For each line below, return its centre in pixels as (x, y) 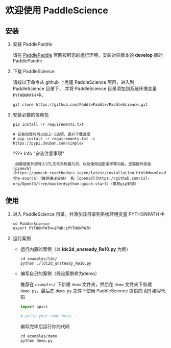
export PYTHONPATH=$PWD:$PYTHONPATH (52, 228)
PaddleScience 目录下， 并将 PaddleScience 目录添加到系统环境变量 (85, 88)
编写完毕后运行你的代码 (45, 326)
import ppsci (34, 307)
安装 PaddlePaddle (32, 44)
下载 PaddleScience (34, 71)
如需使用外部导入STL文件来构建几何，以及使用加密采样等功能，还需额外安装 (83, 164)
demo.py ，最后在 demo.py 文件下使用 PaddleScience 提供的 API (86, 291)
